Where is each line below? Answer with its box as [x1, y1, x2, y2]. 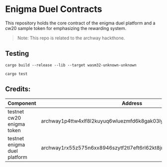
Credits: [5, 85, 31, 93]
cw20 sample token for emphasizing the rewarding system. [5, 25, 127, 31]
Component [7, 100, 36, 107]
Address [121, 100, 143, 107]
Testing [5, 49, 29, 58]
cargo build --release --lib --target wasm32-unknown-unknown [5, 62, 137, 68]
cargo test [5, 71, 28, 76]
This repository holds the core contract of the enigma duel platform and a [5, 20, 156, 26]
